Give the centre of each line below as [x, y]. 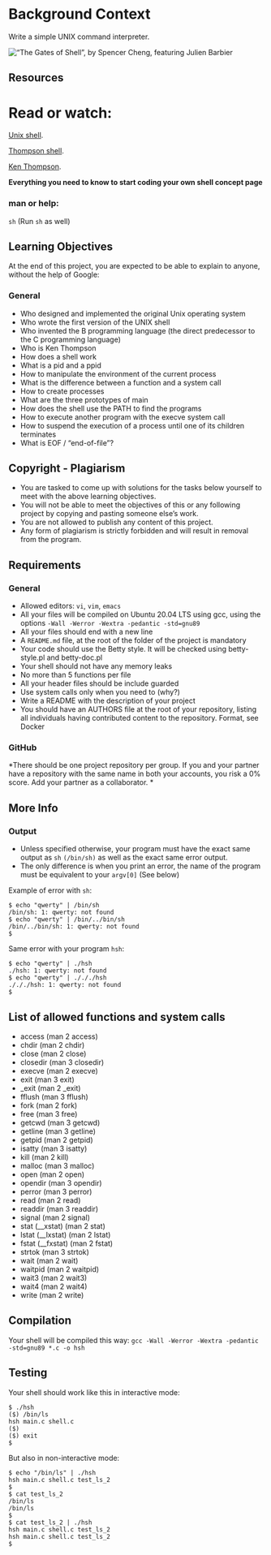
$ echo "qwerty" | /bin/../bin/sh [67, 920]
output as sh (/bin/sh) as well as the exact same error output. [124, 858]
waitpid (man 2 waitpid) [60, 1269]
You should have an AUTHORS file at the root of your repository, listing [138, 709]
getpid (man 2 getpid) [56, 1139]
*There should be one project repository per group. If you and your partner [134, 765]
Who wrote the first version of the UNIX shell [95, 322]
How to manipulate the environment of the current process [118, 373]
